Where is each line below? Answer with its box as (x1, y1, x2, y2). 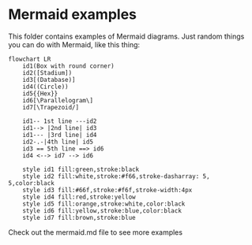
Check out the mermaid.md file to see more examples (8, 227, 183, 237)
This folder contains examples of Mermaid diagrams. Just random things (8, 32, 245, 41)
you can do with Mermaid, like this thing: (8, 39, 141, 49)
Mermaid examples (8, 6, 137, 24)
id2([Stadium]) (22, 69, 73, 76)
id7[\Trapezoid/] (22, 103, 80, 111)
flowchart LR (8, 55, 51, 63)
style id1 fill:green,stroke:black (22, 165, 140, 173)
